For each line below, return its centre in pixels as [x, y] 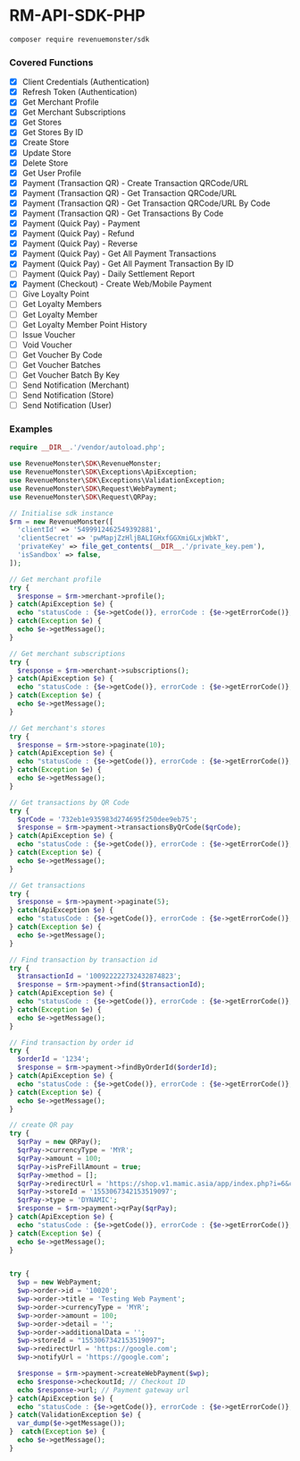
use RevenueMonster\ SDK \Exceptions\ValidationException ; [117, 481]
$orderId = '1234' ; [54, 1059]
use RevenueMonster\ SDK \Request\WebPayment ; [93, 489]
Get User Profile [52, 173]
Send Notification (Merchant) [75, 385]
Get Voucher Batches [61, 364]
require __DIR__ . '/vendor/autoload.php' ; [87, 448]
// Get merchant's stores [57, 728]
